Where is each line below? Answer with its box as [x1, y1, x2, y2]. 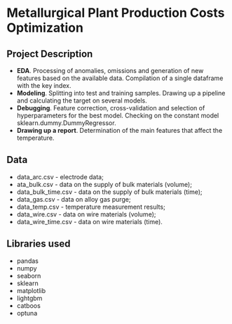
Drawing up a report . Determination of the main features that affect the [16, 127, 223, 134]
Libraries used [6, 238, 71, 250]
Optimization [6, 20, 83, 36]
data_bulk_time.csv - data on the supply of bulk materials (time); [16, 188, 203, 196]
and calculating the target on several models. [16, 96, 148, 105]
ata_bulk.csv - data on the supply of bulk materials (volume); [16, 180, 192, 188]
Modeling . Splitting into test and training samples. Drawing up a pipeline [16, 89, 226, 97]
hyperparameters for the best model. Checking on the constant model [16, 111, 219, 119]
